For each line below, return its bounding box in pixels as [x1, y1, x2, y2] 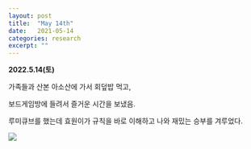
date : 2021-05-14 [8, 27, 74, 35]
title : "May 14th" [8, 19, 74, 27]
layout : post [8, 11, 52, 20]
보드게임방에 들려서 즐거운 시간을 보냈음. [8, 99, 136, 109]
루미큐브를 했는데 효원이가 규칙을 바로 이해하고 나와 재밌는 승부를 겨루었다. [8, 116, 244, 126]
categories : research [8, 34, 82, 43]
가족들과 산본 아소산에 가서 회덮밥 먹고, [8, 82, 132, 92]
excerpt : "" [8, 42, 48, 50]
